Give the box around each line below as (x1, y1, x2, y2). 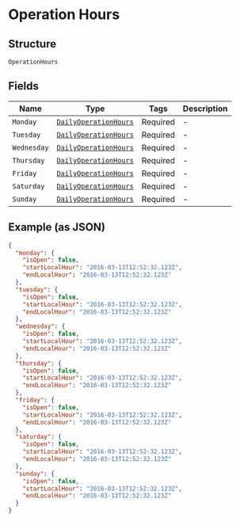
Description (182, 103, 228, 114)
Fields (8, 79, 40, 93)
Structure (8, 37, 57, 51)
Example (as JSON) (8, 220, 105, 234)
